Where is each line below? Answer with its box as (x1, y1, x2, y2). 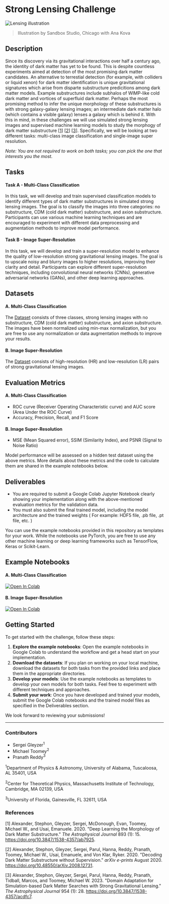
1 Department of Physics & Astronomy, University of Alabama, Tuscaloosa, (5, 764, 158, 771)
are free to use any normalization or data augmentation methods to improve (5, 331, 162, 337)
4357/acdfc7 (5, 893, 32, 899)
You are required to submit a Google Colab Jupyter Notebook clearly (12, 491, 155, 497)
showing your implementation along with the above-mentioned (12, 496, 143, 502)
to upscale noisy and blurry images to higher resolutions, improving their (5, 258, 156, 265)
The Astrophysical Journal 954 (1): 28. (5, 888, 85, 894)
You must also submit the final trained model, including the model (12, 507, 148, 513)
